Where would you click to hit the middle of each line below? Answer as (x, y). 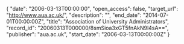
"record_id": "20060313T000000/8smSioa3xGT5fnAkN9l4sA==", (87, 28)
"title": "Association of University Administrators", (107, 21)
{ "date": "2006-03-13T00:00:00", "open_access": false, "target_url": (92, 9)
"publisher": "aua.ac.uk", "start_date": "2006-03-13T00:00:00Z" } (88, 34)
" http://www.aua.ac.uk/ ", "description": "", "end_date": (74, 15)
